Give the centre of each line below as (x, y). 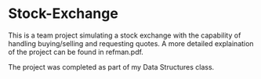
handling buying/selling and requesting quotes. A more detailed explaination (131, 43)
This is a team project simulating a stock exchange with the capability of (125, 35)
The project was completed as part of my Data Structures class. (111, 66)
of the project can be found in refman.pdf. (76, 52)
